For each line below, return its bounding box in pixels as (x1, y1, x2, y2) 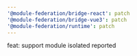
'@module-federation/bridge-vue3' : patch (7, 16, 127, 23)
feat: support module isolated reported (7, 42, 116, 50)
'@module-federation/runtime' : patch (7, 23, 115, 29)
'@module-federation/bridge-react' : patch (7, 10, 130, 17)
